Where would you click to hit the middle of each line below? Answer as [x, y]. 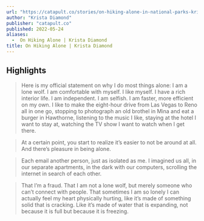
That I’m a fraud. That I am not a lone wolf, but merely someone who [107, 185]
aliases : [17, 35]
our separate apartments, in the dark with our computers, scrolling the [109, 167]
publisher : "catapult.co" [39, 23]
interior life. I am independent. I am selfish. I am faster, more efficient [107, 98]
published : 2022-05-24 [35, 29]
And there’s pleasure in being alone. [66, 149]
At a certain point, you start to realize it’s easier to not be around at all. [109, 142]
